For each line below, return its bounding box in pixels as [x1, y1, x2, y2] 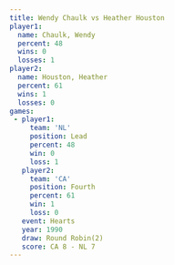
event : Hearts [21, 216, 76, 226]
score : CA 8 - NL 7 [21, 242, 96, 251]
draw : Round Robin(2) [21, 233, 104, 242]
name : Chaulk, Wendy [17, 30, 96, 39]
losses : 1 [17, 56, 55, 65]
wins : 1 [17, 89, 47, 98]
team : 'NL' [29, 124, 71, 133]
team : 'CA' [29, 174, 71, 183]
